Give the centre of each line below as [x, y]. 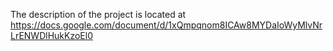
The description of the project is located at [98, 14]
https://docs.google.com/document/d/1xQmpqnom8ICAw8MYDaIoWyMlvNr [166, 25]
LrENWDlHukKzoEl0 [51, 35]
